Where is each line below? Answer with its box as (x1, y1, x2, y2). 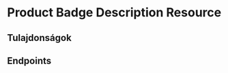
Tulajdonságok (7, 32, 72, 44)
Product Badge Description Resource (7, 5, 222, 20)
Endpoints (7, 55, 52, 66)
